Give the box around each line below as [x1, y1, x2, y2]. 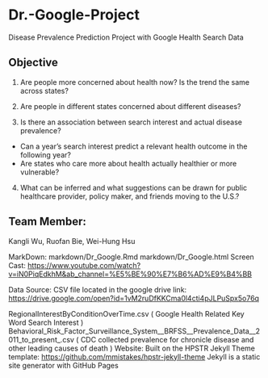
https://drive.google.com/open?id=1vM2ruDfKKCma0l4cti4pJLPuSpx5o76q [8, 293, 260, 303]
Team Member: [8, 215, 86, 229]
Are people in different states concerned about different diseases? [19, 101, 241, 111]
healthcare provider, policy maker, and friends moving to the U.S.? [19, 191, 240, 201]
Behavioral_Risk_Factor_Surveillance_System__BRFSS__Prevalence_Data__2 [8, 325, 261, 336]
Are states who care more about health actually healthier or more [19, 158, 237, 168]
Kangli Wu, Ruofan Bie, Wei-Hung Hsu [8, 236, 136, 246]
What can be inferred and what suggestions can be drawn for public [19, 183, 248, 192]
